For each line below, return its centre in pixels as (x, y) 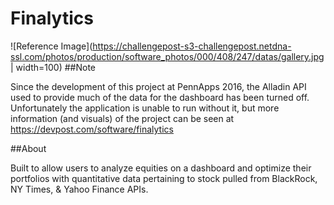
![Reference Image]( (51, 46)
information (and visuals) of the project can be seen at (122, 118)
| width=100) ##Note (53, 67)
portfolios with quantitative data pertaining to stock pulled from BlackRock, (164, 178)
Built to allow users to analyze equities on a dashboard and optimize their (161, 168)
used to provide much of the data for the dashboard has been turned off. (160, 97)
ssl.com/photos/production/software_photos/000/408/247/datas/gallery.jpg (167, 56)
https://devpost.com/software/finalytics (92, 129)
